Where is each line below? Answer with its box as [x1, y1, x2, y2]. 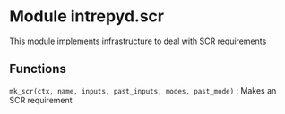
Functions [9, 61, 67, 77]
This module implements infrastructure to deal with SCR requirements [9, 36, 267, 46]
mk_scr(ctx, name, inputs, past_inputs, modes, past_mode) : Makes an [9, 85, 277, 95]
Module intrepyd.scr [9, 6, 164, 27]
